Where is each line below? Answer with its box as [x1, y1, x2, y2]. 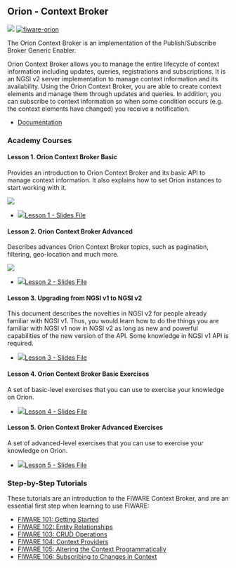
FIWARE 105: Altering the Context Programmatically [17, 545, 166, 553]
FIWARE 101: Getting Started [17, 515, 100, 524]
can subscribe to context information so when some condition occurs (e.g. [7, 97, 223, 105]
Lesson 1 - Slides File [24, 210, 86, 219]
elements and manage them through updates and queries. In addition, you [7, 89, 221, 97]
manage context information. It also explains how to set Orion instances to [7, 175, 223, 184]
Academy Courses [7, 135, 72, 145]
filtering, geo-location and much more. [7, 250, 119, 259]
